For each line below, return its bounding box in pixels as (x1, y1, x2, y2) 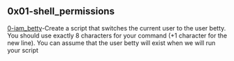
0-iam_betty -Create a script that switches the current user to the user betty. (7, 24, 226, 32)
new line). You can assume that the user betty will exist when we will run (7, 38, 216, 47)
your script (7, 46, 38, 54)
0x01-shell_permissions (7, 6, 115, 17)
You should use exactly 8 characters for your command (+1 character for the (7, 31, 228, 40)
